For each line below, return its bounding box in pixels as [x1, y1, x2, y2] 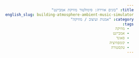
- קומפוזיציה [109, 40, 129, 45]
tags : [122, 21, 134, 27]
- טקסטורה [111, 45, 129, 50]
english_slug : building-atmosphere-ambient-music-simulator [5, 12, 134, 17]
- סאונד [116, 36, 129, 41]
